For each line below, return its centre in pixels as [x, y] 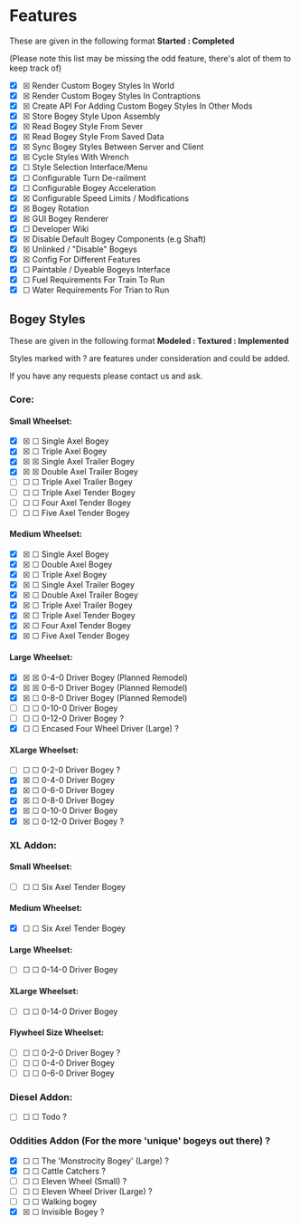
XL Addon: [33, 845]
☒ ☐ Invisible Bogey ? [63, 1212]
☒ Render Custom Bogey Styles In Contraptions [112, 96]
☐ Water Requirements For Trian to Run [96, 290]
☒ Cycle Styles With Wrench [75, 157]
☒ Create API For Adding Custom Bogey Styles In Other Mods [137, 106]
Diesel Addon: [41, 1097]
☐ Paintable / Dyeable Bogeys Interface [96, 270]
